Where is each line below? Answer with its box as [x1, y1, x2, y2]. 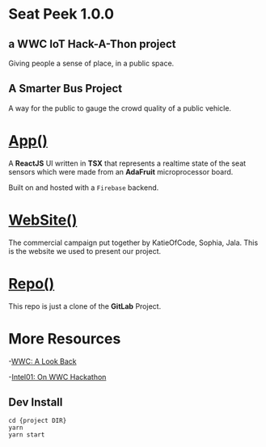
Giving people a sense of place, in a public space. [8, 58, 175, 68]
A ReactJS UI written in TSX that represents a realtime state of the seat [8, 158, 247, 168]
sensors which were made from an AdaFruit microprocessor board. [8, 167, 234, 176]
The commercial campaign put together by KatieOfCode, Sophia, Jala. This [8, 238, 259, 247]
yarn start [8, 431, 45, 439]
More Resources [8, 329, 121, 348]
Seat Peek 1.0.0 [8, 5, 115, 23]
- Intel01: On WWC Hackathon [8, 372, 107, 382]
